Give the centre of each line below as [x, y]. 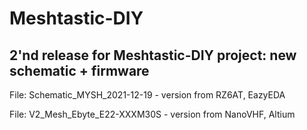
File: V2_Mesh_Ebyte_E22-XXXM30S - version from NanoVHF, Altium [152, 114]
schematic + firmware [79, 70]
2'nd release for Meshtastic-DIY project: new [153, 55]
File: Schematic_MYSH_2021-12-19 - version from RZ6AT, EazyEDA [147, 95]
